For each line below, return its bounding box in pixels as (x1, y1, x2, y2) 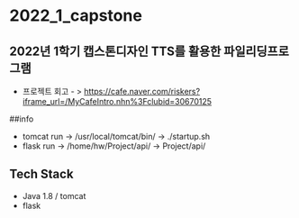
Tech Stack (9, 167, 74, 182)
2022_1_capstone (9, 5, 142, 26)
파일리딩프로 (223, 43, 290, 59)
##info (9, 114, 34, 124)
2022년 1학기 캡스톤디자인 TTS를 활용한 (9, 43, 222, 59)
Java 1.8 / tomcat (22, 190, 86, 201)
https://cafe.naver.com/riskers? (84, 86, 201, 96)
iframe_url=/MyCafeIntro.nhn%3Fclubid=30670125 (22, 96, 213, 106)
